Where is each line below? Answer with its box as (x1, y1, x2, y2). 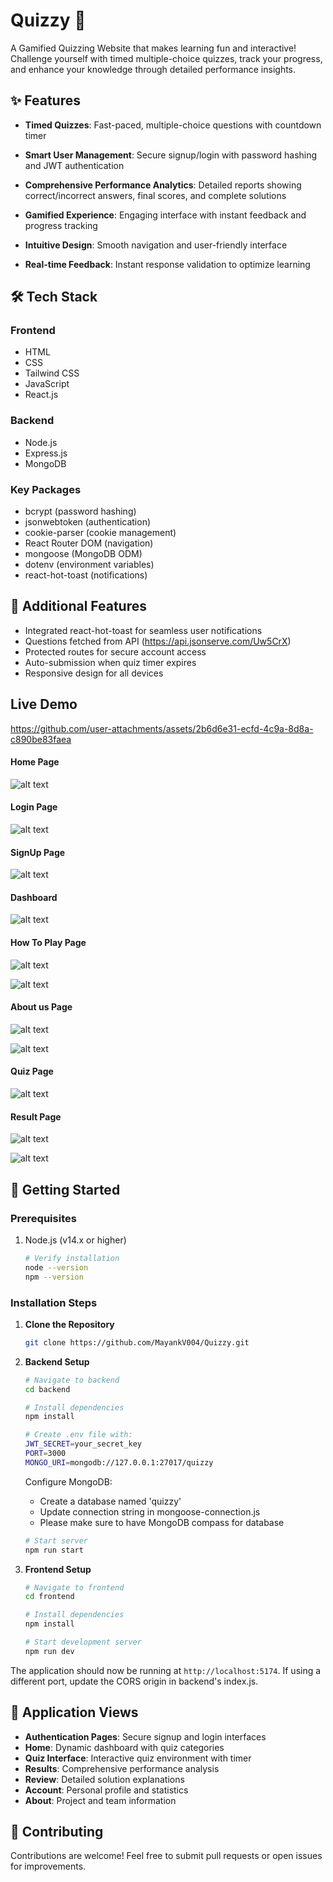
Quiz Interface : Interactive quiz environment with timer (24, 1752, 252, 1764)
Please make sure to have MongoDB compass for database (39, 1516, 285, 1528)
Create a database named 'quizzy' (39, 1495, 182, 1507)
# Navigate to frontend (24, 1582, 125, 1593)
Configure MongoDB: (24, 1475, 113, 1488)
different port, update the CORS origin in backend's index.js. (10, 1675, 259, 1687)
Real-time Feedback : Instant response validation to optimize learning (24, 258, 311, 270)
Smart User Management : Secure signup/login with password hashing (24, 149, 318, 161)
